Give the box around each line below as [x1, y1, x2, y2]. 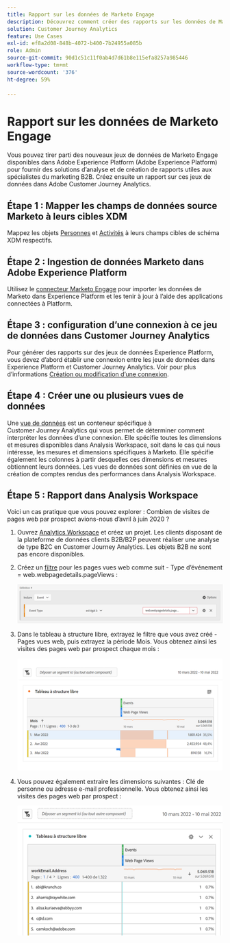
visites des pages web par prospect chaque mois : [16, 645, 159, 653]
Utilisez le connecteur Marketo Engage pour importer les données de [7, 284, 202, 293]
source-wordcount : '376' [7, 69, 78, 75]
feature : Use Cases [7, 33, 63, 40]
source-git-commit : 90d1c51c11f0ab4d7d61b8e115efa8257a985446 [7, 55, 188, 62]
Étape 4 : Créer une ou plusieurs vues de [7, 390, 184, 402]
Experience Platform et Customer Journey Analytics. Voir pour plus [7, 363, 196, 371]
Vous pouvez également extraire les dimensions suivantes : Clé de [16, 778, 205, 786]
